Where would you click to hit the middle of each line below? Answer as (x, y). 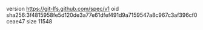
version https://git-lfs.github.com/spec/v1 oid (63, 9)
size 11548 (39, 21)
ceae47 (16, 21)
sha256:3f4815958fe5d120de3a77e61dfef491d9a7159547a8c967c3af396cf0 (102, 15)
